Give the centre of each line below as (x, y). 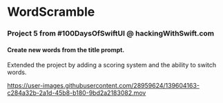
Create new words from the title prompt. (66, 49)
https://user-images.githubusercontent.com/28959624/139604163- (104, 86)
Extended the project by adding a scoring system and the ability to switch (112, 65)
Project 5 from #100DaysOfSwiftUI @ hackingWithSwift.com (111, 34)
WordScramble (51, 12)
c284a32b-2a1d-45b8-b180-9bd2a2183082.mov (77, 93)
